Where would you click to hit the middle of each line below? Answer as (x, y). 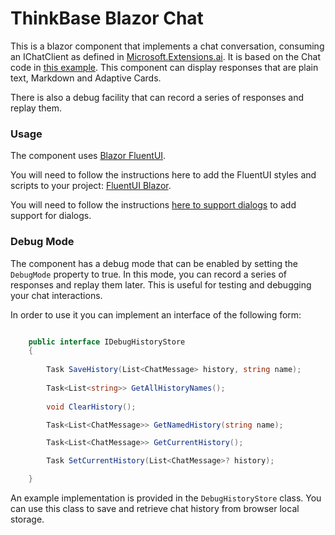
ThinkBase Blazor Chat (107, 18)
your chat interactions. (56, 295)
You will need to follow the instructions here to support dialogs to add (153, 205)
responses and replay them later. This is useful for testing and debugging (161, 284)
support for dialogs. (51, 216)
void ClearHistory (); (91, 407)
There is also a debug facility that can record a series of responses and (157, 97)
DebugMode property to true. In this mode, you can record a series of (148, 274)
